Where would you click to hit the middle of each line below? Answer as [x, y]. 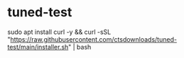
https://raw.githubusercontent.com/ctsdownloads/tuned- [94, 39]
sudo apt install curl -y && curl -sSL [59, 32]
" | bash [80, 47]
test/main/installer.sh [38, 47]
